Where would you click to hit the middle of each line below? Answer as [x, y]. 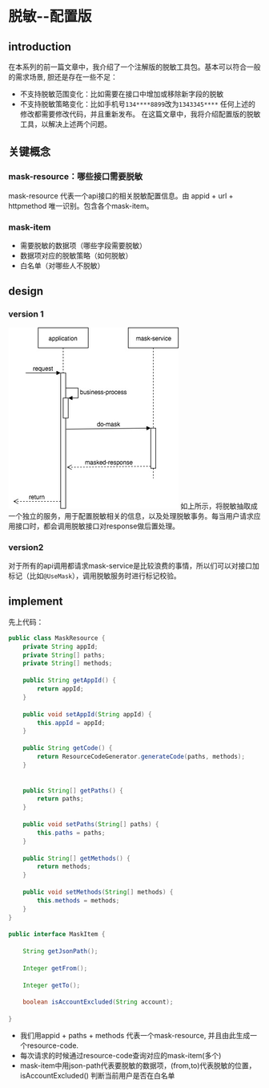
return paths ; [60, 799]
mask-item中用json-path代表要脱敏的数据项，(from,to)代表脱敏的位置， [138, 1066]
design [26, 291]
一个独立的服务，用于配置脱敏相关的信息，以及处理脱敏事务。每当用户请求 [131, 515]
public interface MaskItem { [57, 935]
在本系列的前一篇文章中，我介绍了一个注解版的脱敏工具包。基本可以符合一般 [134, 67]
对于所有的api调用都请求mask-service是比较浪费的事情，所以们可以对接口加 [134, 565]
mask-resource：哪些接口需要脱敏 [76, 177]
